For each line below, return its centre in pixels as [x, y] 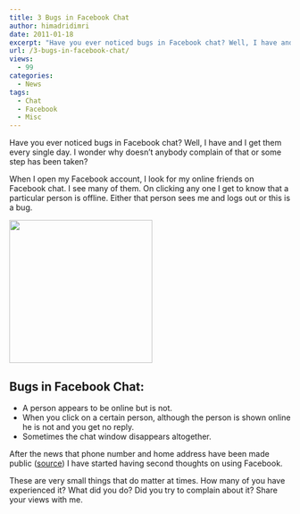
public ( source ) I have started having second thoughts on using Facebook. [146, 463]
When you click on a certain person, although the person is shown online [156, 417]
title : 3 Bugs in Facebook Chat [69, 17]
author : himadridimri [50, 26]
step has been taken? [49, 162]
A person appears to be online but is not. [97, 408]
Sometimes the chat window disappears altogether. [117, 436]
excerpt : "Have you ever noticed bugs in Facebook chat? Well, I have [143, 42]
